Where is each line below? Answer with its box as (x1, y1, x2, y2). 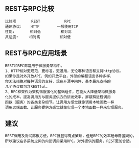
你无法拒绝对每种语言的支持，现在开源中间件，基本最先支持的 (5, 79, 111, 84)
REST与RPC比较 (5, 4, 55, 13)
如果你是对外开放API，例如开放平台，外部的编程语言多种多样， (5, 74, 114, 78)
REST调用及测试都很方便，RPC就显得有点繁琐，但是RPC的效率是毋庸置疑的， (5, 134, 137, 139)
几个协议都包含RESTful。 (5, 84, 50, 89)
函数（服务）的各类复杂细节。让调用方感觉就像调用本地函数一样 (5, 99, 115, 104)
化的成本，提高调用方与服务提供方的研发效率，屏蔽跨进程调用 (5, 95, 111, 99)
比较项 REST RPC (5, 19, 71, 24)
